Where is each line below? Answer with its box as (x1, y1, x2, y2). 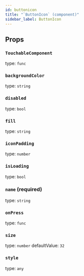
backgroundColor (5, 73, 45, 78)
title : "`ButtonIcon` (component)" (5, 12, 79, 17)
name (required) (5, 186, 42, 193)
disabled (5, 96, 26, 101)
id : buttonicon (5, 7, 37, 13)
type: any (5, 265, 24, 271)
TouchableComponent (5, 50, 52, 56)
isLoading (5, 163, 29, 169)
